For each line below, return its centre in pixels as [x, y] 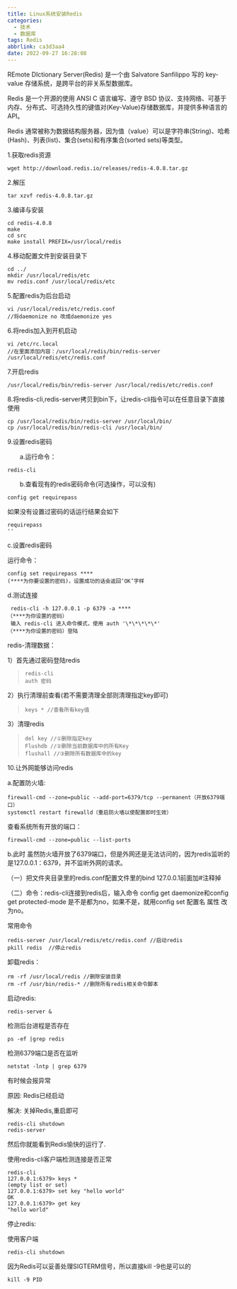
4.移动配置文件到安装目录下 [47, 256]
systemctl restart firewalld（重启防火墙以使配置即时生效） [89, 812]
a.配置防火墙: [27, 782]
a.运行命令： [38, 457]
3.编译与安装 [26, 210]
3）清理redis [26, 723]
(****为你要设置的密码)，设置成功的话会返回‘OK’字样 [76, 581]
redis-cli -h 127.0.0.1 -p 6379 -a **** [71, 608]
